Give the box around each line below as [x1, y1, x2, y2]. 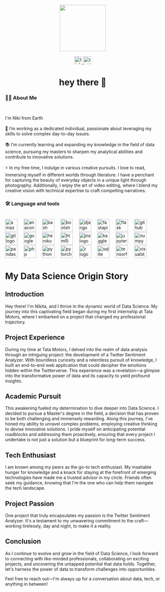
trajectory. [5, 319, 26, 325]
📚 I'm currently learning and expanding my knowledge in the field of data [5, 142, 155, 148]
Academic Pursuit [5, 392, 62, 400]
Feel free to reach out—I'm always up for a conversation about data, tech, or [5, 576, 160, 582]
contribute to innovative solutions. [5, 154, 74, 160]
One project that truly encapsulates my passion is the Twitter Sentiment [5, 513, 150, 518]
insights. [5, 378, 23, 384]
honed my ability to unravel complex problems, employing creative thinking [5, 421, 158, 427]
